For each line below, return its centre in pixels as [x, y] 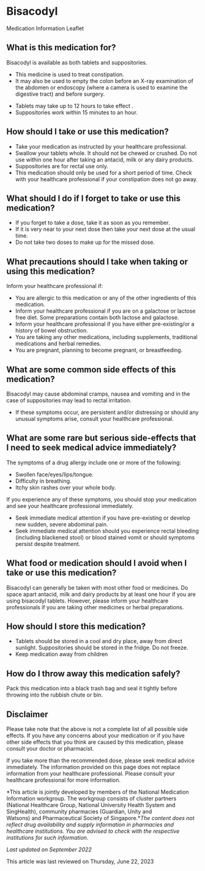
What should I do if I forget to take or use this [94, 198]
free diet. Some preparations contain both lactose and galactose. [97, 318]
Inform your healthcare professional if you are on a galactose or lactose [105, 311]
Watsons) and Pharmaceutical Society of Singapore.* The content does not [100, 818]
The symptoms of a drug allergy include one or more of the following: [94, 463]
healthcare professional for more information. [64, 780]
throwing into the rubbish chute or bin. [54, 695]
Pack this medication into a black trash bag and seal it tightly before [92, 689]
